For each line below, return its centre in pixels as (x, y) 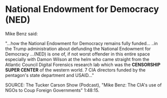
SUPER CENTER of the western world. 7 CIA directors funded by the (75, 70)
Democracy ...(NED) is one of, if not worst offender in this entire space (77, 54)
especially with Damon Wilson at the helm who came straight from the (77, 59)
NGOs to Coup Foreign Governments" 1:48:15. (52, 90)
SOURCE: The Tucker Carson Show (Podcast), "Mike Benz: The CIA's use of (83, 85)
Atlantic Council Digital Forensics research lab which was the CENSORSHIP (83, 64)
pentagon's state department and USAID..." (49, 75)
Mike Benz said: (22, 33)
